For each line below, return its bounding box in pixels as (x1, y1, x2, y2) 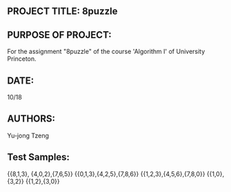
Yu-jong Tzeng (7, 131, 50, 140)
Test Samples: (7, 151, 70, 163)
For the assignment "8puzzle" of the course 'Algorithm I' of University (7, 48, 205, 56)
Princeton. (7, 55, 37, 63)
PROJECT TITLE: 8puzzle (7, 6, 118, 17)
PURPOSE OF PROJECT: (7, 29, 112, 41)
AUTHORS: (7, 113, 56, 125)
